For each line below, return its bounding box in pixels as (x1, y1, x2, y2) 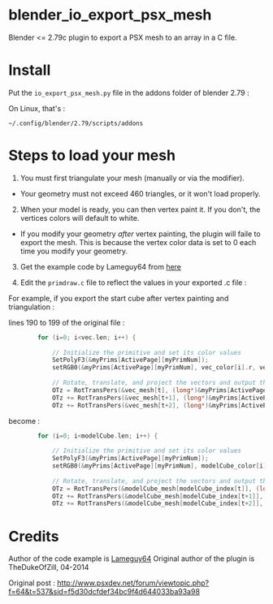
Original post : (8, 578, 55, 588)
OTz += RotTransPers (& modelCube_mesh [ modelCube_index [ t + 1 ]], (51, 492, 264, 500)
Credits (8, 527, 59, 546)
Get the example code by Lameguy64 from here (19, 261, 181, 271)
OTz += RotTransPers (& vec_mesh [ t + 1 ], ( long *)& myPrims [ (51, 394, 242, 402)
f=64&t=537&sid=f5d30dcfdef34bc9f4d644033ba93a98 (8, 587, 201, 597)
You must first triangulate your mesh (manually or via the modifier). (19, 173, 245, 183)
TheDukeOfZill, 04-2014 (8, 563, 89, 572)
